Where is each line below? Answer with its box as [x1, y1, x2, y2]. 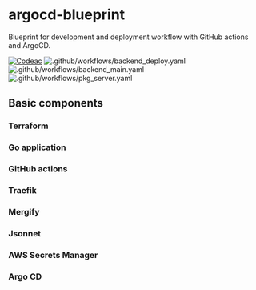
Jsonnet [8, 228, 42, 239]
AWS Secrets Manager [8, 249, 98, 260]
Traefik [8, 185, 38, 196]
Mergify [8, 206, 40, 217]
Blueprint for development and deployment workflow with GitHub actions [8, 32, 249, 42]
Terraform [8, 120, 50, 131]
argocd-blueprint [8, 6, 126, 24]
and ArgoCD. [8, 40, 51, 50]
